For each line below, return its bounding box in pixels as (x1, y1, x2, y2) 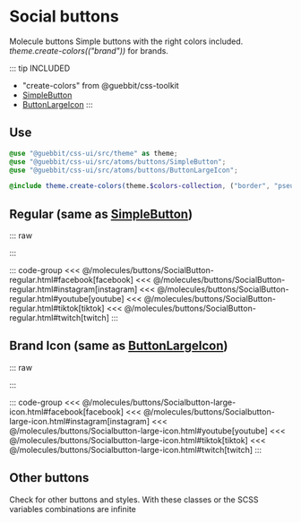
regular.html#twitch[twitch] (9, 312, 110, 323)
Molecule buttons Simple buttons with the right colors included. (9, 36, 244, 47)
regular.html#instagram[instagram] (9, 284, 138, 295)
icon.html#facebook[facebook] (9, 406, 124, 417)
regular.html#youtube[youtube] (9, 294, 125, 304)
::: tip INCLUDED (9, 63, 71, 73)
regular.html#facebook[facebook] (9, 275, 134, 286)
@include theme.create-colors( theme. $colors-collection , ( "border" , (9, 182, 271, 191)
